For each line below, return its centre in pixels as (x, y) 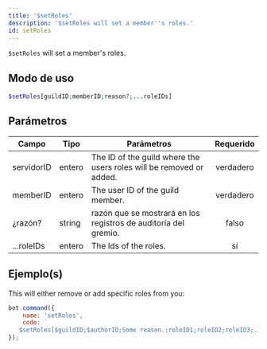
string (70, 222)
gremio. (105, 233)
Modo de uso (41, 78)
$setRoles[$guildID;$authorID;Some (77, 330)
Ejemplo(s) (36, 274)
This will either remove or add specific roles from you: (97, 293)
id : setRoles (30, 30)
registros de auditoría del (138, 222)
